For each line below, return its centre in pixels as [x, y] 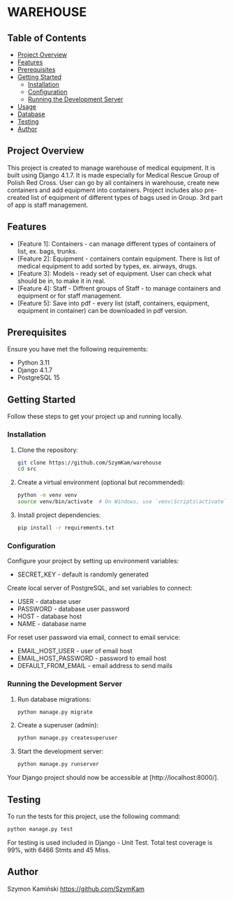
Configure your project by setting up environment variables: [93, 561]
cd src [27, 469]
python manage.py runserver [58, 764]
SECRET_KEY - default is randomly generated [83, 574]
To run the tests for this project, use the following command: [94, 816]
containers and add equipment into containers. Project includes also [105, 190]
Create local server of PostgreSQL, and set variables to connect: [100, 588]
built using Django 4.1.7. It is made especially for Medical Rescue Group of [113, 175]
